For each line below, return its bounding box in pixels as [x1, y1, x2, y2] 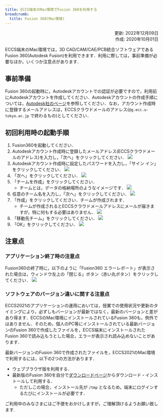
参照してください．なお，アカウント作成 [70, 100, 152, 106]
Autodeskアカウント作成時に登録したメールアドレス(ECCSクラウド [12, 148, 147, 154]
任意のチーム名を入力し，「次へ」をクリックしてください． [12, 191, 129, 197]
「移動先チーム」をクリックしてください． [12, 216, 97, 221]
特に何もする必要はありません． [32, 209, 96, 215]
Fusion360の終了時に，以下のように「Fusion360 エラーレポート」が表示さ [5, 265, 155, 271]
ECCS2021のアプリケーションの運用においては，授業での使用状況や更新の [5, 302, 154, 308]
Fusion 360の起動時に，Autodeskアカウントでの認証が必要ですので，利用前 [5, 88, 157, 94]
